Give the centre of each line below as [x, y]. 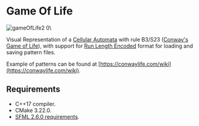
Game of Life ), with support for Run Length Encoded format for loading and [100, 46]
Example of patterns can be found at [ [53, 64]
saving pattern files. [31, 52]
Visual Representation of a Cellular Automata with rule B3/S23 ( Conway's [97, 39]
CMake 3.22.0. [33, 110]
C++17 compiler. [35, 104]
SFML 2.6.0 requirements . [47, 116]
